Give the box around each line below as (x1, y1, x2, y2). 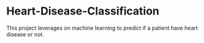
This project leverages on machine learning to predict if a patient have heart (6, 24, 198, 31)
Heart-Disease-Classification (6, 4, 160, 18)
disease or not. (6, 30, 44, 38)
